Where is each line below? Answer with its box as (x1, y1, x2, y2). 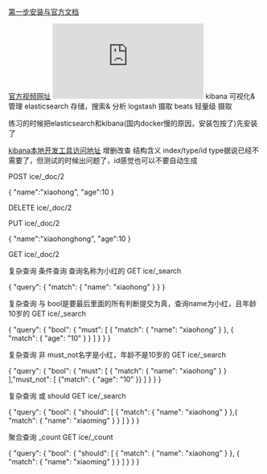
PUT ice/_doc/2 (8, 219, 60, 227)
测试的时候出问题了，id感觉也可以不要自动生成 (43, 156, 198, 165)
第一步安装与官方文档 (8, 7, 79, 16)
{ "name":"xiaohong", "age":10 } (8, 187, 114, 197)
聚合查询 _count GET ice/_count (8, 432, 114, 442)
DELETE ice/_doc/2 (8, 203, 72, 212)
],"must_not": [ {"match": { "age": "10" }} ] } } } (8, 374, 162, 384)
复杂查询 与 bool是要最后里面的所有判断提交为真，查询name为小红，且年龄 (8, 299, 257, 308)
